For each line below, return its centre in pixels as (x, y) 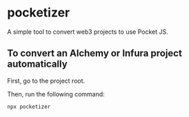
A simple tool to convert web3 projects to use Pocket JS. (88, 32)
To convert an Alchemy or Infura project (95, 53)
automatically (37, 64)
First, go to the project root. (46, 81)
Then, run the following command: (56, 94)
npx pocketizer (29, 107)
